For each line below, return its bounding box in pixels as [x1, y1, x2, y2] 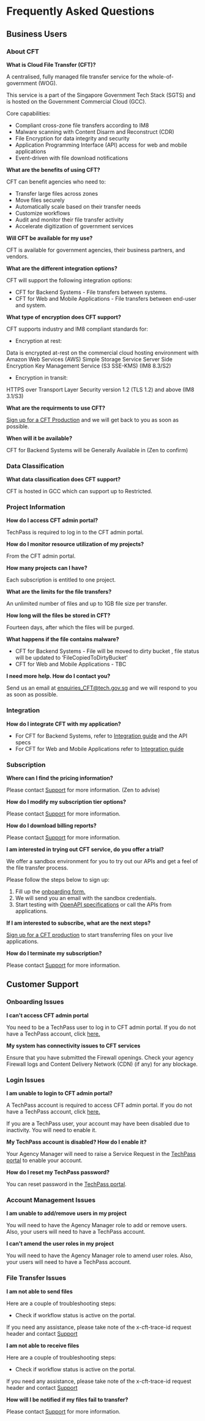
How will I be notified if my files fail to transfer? [6, 1396, 129, 1403]
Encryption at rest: [15, 337, 62, 344]
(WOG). [38, 79, 58, 87]
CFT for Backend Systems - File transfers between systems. [15, 288, 168, 296]
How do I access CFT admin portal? [6, 517, 99, 524]
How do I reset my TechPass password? [6, 1169, 110, 1176]
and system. [15, 301, 47, 309]
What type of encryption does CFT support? [6, 313, 121, 320]
